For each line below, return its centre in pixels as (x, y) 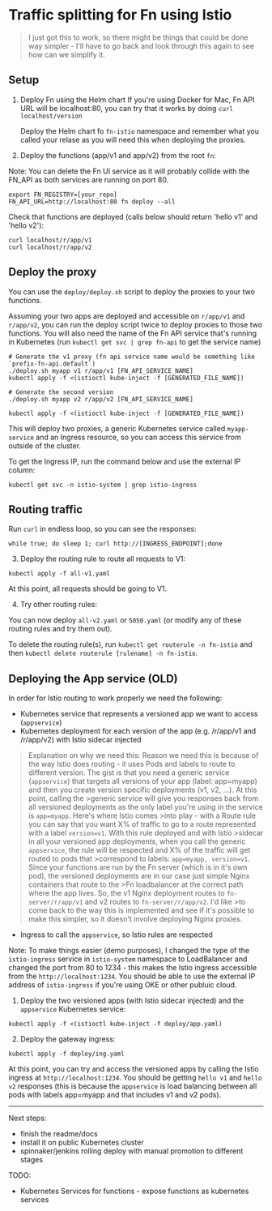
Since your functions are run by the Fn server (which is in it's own (138, 867)
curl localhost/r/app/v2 (50, 247)
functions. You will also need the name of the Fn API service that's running (133, 333)
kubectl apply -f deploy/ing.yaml (67, 1054)
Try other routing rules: (58, 605)
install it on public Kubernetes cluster (82, 1143)
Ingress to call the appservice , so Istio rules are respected (116, 935)
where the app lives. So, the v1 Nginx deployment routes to (126, 893)
